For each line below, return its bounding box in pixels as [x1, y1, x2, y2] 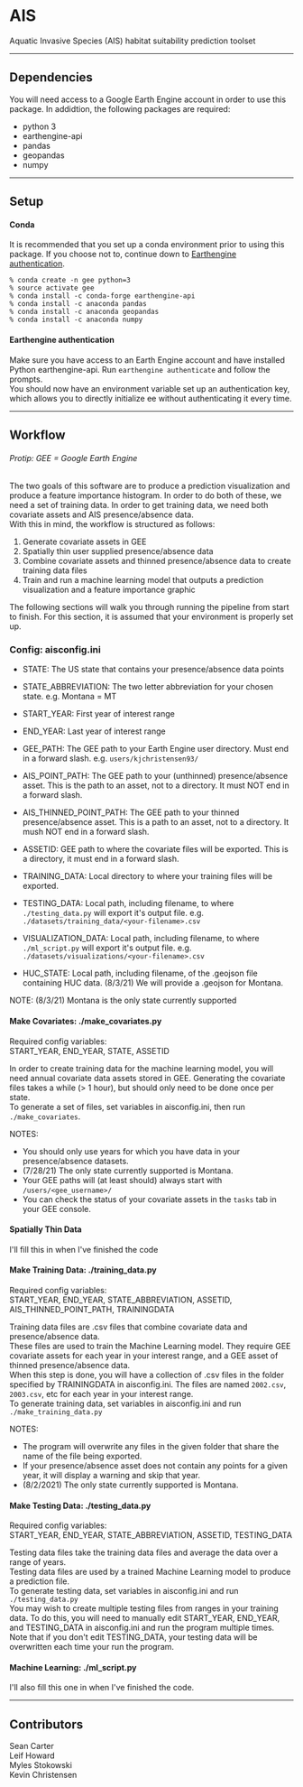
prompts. [9, 374, 43, 384]
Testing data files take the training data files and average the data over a [9, 1547, 279, 1558]
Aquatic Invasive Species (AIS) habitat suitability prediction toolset [9, 35, 256, 46]
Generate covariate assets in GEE [22, 536, 147, 547]
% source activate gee [9, 283, 95, 293]
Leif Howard [9, 1750, 56, 1761]
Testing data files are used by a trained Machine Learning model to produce [9, 1567, 291, 1578]
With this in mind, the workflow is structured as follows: [9, 519, 216, 530]
